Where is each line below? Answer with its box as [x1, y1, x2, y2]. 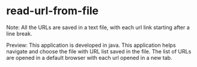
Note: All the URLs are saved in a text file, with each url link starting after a [6, 24, 190, 31]
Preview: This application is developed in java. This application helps [6, 42, 176, 49]
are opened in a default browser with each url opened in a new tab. [6, 54, 172, 61]
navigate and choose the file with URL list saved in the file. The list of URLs [6, 47, 192, 55]
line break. [6, 30, 32, 37]
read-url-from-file [6, 4, 99, 18]
